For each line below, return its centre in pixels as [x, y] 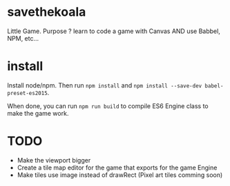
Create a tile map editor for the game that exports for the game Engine [117, 167]
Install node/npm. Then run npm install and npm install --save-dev [105, 85]
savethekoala [47, 12]
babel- [214, 86]
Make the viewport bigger [54, 160]
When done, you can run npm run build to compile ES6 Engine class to [108, 106]
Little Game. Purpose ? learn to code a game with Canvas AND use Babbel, [114, 31]
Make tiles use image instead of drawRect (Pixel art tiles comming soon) [120, 175]
